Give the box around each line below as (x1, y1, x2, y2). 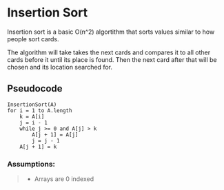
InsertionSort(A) (7, 101, 57, 108)
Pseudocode (7, 83, 63, 94)
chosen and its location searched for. (7, 63, 112, 71)
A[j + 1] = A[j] (32, 131, 79, 138)
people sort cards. (7, 34, 60, 43)
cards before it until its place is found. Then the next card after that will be (7, 55, 217, 63)
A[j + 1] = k (19, 143, 57, 150)
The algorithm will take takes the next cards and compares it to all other (7, 48, 211, 56)
